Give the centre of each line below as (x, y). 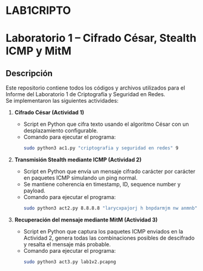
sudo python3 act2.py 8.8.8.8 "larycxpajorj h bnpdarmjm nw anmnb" (110, 208)
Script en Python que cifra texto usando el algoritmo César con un (106, 124)
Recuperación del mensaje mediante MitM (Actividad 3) (86, 220)
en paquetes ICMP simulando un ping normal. (80, 178)
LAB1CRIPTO (38, 11)
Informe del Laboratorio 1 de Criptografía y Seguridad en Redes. (85, 94)
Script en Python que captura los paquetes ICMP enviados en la (103, 231)
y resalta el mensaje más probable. (67, 244)
